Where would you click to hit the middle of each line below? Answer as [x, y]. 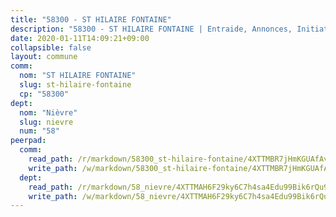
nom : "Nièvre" [48, 112]
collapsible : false [51, 47]
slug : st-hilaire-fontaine [75, 85]
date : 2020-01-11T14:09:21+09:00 [80, 38]
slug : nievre [46, 122]
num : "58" [39, 131]
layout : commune [44, 57]
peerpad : [28, 141]
